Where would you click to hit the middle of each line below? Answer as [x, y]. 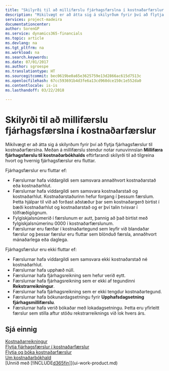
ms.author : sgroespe [27, 66]
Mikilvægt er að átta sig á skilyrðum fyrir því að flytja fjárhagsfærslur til [79, 145]
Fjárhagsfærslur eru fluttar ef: [36, 171]
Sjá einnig [21, 329]
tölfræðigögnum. [30, 213]
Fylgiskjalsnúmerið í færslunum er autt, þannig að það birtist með [80, 218]
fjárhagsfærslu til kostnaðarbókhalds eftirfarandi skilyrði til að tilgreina [80, 155]
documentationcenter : [28, 24]
